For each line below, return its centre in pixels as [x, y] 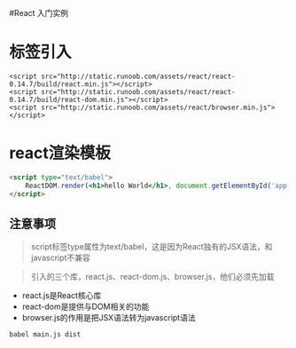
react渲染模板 [60, 153]
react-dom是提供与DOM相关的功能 [86, 307]
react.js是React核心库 [62, 296]
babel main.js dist [45, 335]
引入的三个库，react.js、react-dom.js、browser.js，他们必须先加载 [152, 277]
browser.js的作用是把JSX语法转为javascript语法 [109, 318]
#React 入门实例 [39, 13]
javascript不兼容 [60, 258]
